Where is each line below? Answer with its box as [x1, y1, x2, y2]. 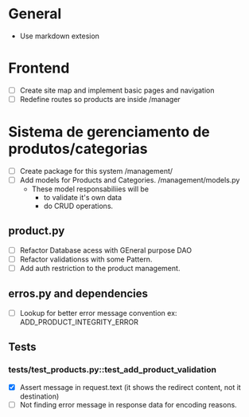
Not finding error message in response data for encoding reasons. [19, 399, 237, 409]
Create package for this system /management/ [19, 166, 173, 175]
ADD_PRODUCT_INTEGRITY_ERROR [19, 317, 139, 327]
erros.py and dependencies [8, 287, 149, 301]
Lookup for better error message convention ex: [19, 308, 177, 317]
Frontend [8, 59, 70, 77]
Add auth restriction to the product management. [19, 264, 181, 273]
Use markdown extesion [19, 31, 99, 41]
